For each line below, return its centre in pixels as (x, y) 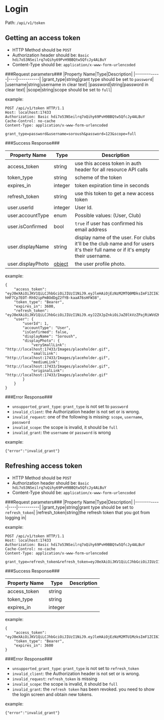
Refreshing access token (44, 466)
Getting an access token (43, 38)
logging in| (16, 518)
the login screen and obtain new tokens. (52, 694)
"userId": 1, (36, 323)
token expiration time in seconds (112, 185)
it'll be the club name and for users (115, 244)
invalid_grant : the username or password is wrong (61, 432)
